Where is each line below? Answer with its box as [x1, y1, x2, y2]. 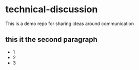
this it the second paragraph [5, 35, 97, 44]
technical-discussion [5, 4, 98, 15]
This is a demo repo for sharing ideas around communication [5, 20, 134, 27]
